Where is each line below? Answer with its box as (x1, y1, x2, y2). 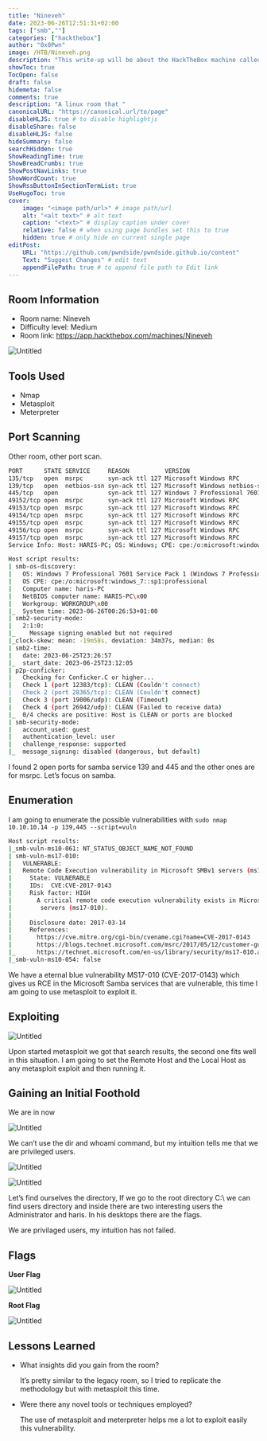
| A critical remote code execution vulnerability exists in (8, 896, 237, 904)
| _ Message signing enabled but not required (8, 630, 172, 638)
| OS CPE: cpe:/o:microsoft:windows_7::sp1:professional (8, 578, 208, 586)
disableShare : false (8, 123, 77, 131)
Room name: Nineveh (19, 314, 91, 323)
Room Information (8, 292, 99, 307)
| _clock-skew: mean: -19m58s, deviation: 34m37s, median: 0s (8, 637, 215, 645)
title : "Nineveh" (8, 11, 66, 20)
